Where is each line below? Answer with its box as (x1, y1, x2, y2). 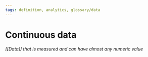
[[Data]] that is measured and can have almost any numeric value (5, 46, 143, 52)
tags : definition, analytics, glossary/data (5, 7, 101, 13)
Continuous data (5, 29, 77, 40)
